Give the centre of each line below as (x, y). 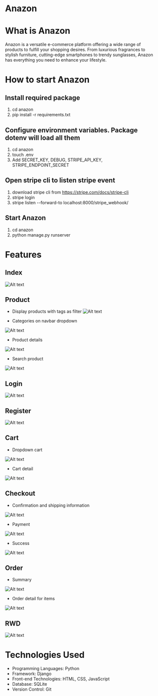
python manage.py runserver (41, 235)
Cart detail (22, 468)
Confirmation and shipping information (51, 505)
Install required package (43, 98)
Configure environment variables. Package (71, 130)
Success (21, 543)
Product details (27, 340)
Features (23, 254)
